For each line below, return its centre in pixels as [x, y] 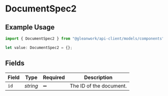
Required [54, 77]
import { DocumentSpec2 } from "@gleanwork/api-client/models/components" [85, 38]
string [31, 85]
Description [98, 77]
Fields [15, 63]
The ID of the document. [98, 85]
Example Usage [30, 27]
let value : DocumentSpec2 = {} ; [39, 47]
